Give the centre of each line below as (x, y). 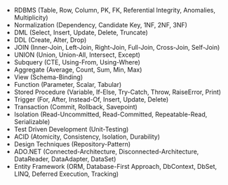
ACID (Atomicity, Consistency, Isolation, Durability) (87, 137)
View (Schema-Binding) (48, 77)
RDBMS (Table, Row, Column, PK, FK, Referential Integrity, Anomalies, (115, 10)
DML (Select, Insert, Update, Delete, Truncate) (81, 32)
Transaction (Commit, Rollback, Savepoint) (76, 107)
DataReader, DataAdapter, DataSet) (65, 159)
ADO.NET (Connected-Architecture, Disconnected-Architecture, (106, 151)
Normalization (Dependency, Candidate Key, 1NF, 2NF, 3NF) (101, 25)
